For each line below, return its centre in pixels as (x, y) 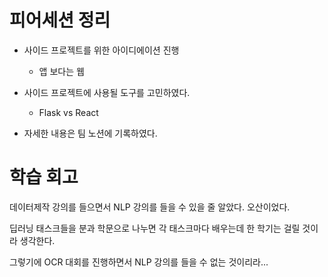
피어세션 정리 (60, 20)
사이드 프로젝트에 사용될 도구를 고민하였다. (107, 92)
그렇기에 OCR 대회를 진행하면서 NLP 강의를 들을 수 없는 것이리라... (139, 262)
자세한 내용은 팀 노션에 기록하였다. (90, 133)
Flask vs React (68, 112)
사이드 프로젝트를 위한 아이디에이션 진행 (101, 50)
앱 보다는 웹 (61, 71)
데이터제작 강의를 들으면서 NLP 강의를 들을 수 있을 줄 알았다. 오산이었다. (150, 207)
